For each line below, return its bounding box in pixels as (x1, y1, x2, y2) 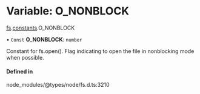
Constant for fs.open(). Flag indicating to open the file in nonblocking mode (6, 47, 195, 55)
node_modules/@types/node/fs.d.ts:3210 (6, 81, 110, 89)
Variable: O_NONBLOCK (6, 4, 129, 18)
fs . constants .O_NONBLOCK (6, 24, 75, 31)
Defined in (6, 67, 33, 75)
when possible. (6, 54, 44, 61)
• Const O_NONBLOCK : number (6, 36, 82, 43)
